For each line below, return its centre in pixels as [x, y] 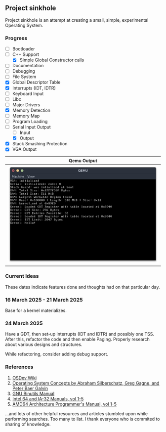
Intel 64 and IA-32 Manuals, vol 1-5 [48, 399]
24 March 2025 [24, 323]
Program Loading [30, 121]
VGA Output [24, 149]
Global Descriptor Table [36, 82]
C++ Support [26, 54]
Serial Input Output [31, 127]
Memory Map [26, 116]
